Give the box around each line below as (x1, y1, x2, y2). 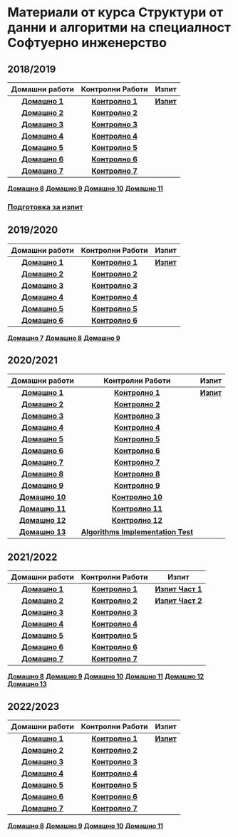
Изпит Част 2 (155, 596, 202, 606)
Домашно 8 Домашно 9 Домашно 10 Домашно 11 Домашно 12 (7, 672, 205, 681)
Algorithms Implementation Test (81, 526, 194, 536)
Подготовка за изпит (7, 201, 83, 211)
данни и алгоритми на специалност (7, 19, 232, 36)
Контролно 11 (111, 503, 162, 513)
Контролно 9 (113, 480, 160, 490)
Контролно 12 (111, 515, 162, 525)
